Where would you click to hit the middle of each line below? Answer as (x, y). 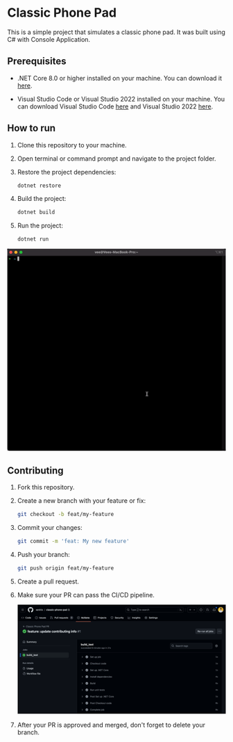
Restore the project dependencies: (67, 172)
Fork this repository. (46, 487)
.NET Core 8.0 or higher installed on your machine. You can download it (120, 78)
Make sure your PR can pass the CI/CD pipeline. (86, 595)
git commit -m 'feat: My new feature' (73, 541)
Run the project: (40, 226)
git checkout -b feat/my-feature (66, 515)
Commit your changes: (50, 527)
